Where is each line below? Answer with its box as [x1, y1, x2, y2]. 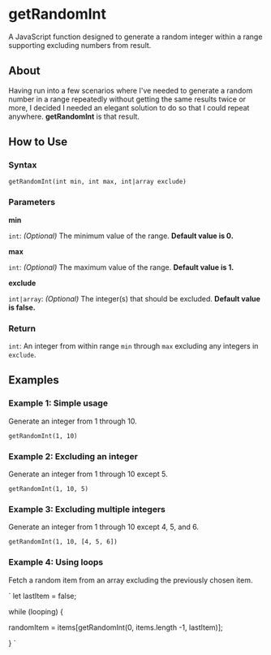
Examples [8, 373, 59, 387]
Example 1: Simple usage [8, 397, 108, 409]
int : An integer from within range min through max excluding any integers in [8, 341, 259, 351]
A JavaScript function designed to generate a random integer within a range [8, 32, 263, 41]
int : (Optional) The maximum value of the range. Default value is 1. [8, 262, 234, 272]
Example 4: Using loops [8, 557, 104, 568]
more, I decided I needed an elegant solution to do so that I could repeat [8, 102, 250, 112]
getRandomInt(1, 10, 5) [8, 485, 89, 493]
